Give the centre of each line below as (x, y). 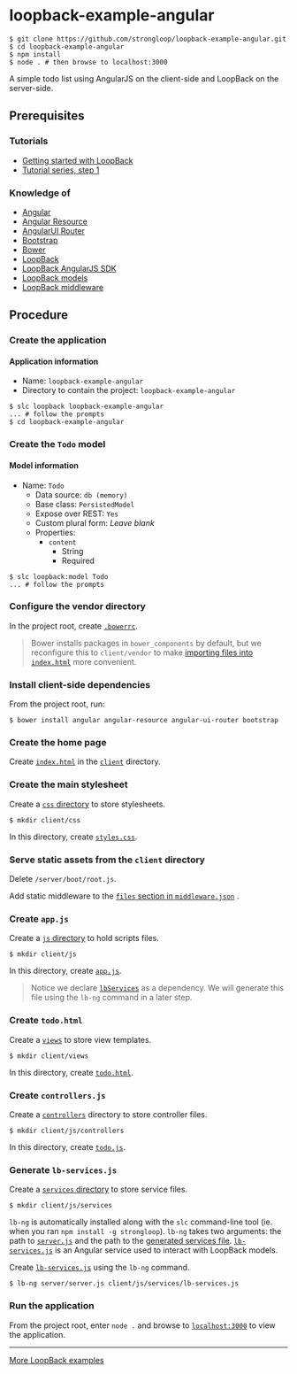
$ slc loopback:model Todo (59, 576)
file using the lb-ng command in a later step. (111, 998)
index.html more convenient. (84, 661)
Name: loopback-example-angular (83, 381)
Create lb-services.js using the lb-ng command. (99, 1268)
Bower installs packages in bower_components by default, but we (146, 643)
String (72, 551)
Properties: (55, 532)
